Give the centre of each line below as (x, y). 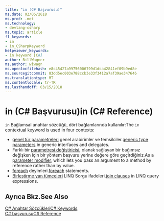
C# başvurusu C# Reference (33, 214)
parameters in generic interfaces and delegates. (61, 145)
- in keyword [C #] (24, 55)
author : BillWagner (25, 60)
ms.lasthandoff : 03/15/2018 (34, 87)
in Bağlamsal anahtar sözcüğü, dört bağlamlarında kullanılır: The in (72, 125)
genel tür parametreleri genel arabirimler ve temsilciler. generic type (80, 140)
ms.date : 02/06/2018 (26, 14)
